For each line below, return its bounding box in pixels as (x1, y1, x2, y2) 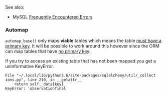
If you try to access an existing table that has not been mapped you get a (5, 58, 156, 64)
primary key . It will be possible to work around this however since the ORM (5, 43, 159, 49)
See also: (5, 4, 25, 10)
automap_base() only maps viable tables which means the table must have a (5, 37, 162, 44)
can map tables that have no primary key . (5, 48, 91, 54)
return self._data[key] (14, 82, 64, 87)
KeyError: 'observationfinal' (5, 86, 69, 91)
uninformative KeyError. (5, 63, 54, 69)
